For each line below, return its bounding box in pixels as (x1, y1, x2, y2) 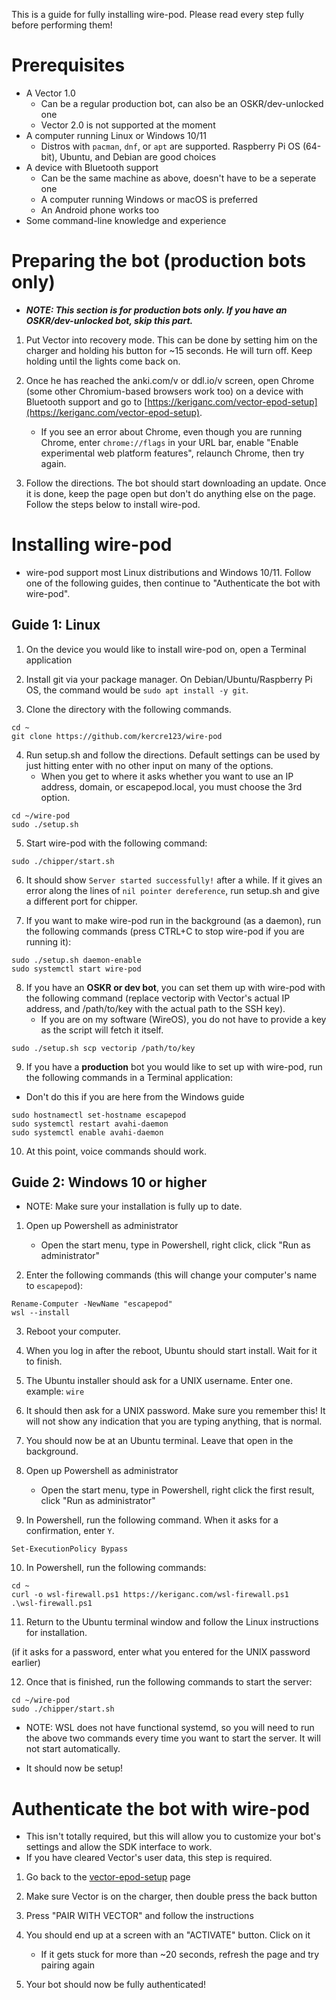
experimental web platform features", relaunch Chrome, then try (40, 447, 305, 459)
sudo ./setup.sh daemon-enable (11, 955, 142, 965)
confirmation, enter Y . (25, 1525, 115, 1537)
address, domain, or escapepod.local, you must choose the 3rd (40, 780, 303, 793)
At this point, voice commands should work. (25, 1145, 207, 1157)
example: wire (25, 1385, 85, 1398)
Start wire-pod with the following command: (25, 837, 208, 849)
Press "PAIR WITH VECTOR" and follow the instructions (25, 1910, 254, 1922)
